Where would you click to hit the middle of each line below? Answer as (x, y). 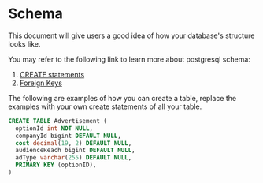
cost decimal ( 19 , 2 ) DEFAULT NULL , (74, 143)
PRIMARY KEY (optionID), (56, 165)
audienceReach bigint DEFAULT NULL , (75, 151)
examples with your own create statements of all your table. (105, 106)
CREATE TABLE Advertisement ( (58, 121)
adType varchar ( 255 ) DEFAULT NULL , (74, 158)
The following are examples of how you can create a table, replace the (122, 98)
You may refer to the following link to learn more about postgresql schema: (129, 59)
